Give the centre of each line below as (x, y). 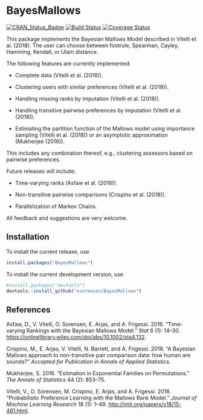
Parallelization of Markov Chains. (56, 206)
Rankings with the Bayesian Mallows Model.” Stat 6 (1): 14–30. (103, 331)
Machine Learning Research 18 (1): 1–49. (57, 404)
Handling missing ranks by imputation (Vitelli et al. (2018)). (88, 99)
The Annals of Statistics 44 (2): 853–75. (56, 380)
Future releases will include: (41, 171)
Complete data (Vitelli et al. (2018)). (59, 75)
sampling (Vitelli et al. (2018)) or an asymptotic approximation (91, 135)
